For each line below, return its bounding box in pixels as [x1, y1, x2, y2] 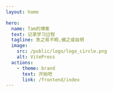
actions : [11, 59, 34, 66]
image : [11, 43, 28, 49]
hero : [5, 19, 20, 26]
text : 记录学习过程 [11, 31, 56, 37]
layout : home [5, 9, 39, 15]
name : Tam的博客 [11, 26, 50, 32]
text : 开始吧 [21, 71, 53, 77]
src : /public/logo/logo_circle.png [16, 48, 108, 55]
